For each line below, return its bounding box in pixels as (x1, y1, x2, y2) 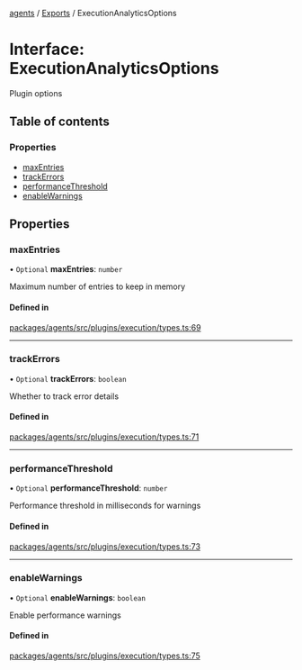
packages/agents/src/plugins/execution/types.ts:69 (9, 321, 201, 332)
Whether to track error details (9, 391, 120, 402)
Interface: (9, 40, 85, 59)
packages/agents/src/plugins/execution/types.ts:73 (9, 540, 200, 552)
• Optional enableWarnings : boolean (9, 592, 147, 602)
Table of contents (9, 114, 110, 130)
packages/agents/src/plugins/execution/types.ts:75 (9, 650, 200, 661)
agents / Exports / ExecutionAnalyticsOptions (9, 8, 177, 18)
